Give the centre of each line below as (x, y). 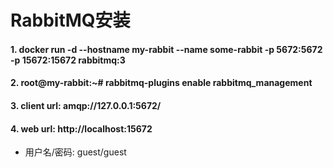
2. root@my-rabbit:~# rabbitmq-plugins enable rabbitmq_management (161, 83)
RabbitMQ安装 (70, 20)
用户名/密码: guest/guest (75, 152)
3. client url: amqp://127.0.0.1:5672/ (86, 105)
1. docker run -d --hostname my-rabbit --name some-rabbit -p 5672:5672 (166, 49)
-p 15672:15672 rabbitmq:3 (68, 60)
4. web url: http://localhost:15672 (81, 128)
